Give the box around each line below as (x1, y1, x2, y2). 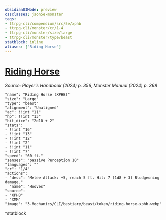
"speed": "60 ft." (5, 153, 43, 158)
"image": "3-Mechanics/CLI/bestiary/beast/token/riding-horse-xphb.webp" (5, 201, 162, 206)
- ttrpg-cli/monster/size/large (5, 30, 72, 35)
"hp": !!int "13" (5, 114, 41, 119)
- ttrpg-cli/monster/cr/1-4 (5, 26, 64, 31)
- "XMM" (5, 197, 21, 202)
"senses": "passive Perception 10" (5, 158, 79, 163)
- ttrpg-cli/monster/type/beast (5, 35, 72, 40)
